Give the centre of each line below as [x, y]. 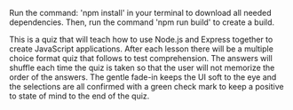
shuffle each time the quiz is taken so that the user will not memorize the [142, 67]
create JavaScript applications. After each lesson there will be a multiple [141, 49]
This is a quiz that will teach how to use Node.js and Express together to [141, 39]
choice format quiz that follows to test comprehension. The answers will [141, 58]
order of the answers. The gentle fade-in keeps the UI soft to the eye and [143, 77]
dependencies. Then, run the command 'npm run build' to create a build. [142, 22]
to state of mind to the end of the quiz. [79, 96]
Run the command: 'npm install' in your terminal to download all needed [141, 13]
